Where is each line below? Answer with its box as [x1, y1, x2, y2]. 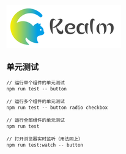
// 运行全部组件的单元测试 [6, 117, 65, 123]
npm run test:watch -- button [6, 142, 84, 148]
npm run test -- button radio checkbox [6, 105, 108, 111]
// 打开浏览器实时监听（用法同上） [6, 136, 83, 142]
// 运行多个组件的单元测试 [6, 98, 65, 105]
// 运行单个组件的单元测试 [6, 79, 65, 86]
